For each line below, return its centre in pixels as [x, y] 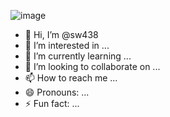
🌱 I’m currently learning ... [78, 56]
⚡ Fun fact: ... [52, 103]
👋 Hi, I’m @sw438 [61, 34]
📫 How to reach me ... [71, 78]
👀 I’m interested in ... [67, 45]
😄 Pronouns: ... [57, 92]
